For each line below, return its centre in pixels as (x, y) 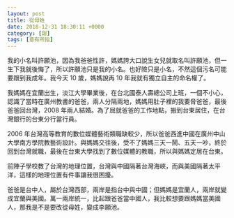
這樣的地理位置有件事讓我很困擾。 (68, 175)
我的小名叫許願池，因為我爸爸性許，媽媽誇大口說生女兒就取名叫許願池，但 (114, 61)
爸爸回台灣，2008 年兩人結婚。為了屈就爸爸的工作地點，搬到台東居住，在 (113, 110)
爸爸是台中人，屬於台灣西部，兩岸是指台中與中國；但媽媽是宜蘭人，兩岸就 (114, 190)
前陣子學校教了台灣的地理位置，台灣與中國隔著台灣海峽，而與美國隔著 (108, 166)
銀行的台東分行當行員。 (47, 119)
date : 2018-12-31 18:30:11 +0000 (56, 27)
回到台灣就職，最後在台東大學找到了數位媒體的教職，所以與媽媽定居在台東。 (117, 152)
